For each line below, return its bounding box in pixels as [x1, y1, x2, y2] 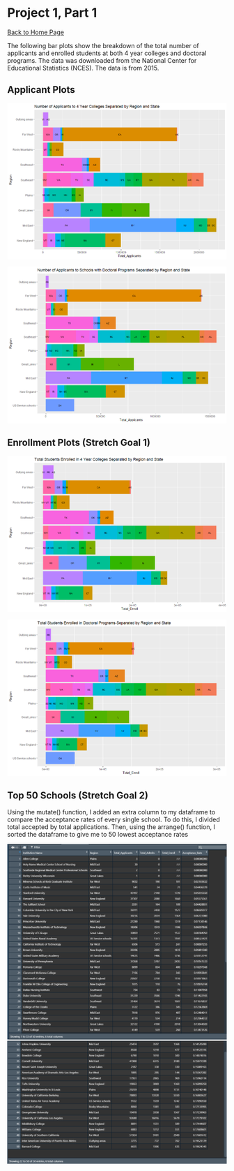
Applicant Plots [7, 84, 75, 96]
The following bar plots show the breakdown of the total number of [7, 41, 200, 50]
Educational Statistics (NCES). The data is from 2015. [7, 64, 159, 72]
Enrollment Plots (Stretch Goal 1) [7, 437, 151, 449]
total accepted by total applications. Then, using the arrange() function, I [7, 823, 216, 831]
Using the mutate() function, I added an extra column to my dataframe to [7, 808, 216, 816]
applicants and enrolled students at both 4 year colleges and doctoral [7, 49, 207, 57]
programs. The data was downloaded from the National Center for [7, 56, 197, 64]
